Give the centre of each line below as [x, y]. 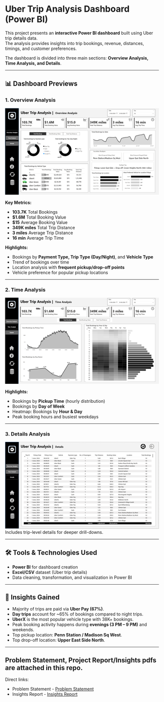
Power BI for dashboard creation [45, 567]
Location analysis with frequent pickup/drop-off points [68, 267]
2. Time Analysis [25, 289]
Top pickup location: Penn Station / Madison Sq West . [67, 635]
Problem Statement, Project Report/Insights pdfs [81, 660]
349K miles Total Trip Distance [43, 227]
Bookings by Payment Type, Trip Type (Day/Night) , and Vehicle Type [83, 257]
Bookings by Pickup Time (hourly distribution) [59, 401]
